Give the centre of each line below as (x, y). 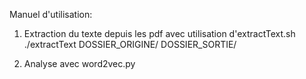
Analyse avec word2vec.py (79, 63)
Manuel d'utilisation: (51, 14)
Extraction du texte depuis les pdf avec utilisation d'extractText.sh (159, 33)
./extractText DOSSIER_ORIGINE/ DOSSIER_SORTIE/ (130, 44)
